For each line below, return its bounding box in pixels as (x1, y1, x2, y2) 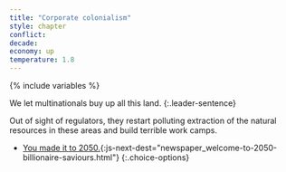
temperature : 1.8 (9, 55, 75, 64)
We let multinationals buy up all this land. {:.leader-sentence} (9, 98, 237, 109)
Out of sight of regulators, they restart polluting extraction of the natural (9, 115, 277, 126)
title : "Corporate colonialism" (9, 13, 131, 23)
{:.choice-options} (121, 152, 190, 163)
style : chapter (9, 22, 67, 31)
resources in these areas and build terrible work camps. (9, 125, 217, 136)
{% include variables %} (9, 81, 100, 91)
